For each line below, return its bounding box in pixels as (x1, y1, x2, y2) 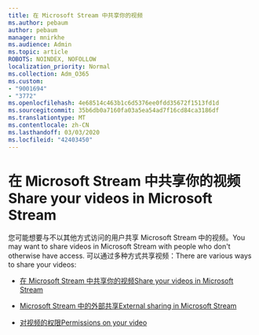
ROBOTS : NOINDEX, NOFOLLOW (8, 56, 97, 64)
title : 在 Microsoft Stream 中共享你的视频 (8, 11, 144, 20)
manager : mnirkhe (8, 33, 65, 42)
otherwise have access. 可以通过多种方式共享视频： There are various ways (8, 251, 252, 260)
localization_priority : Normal (8, 63, 111, 71)
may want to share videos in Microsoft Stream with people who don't (8, 241, 231, 252)
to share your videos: (8, 260, 77, 270)
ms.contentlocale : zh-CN (8, 121, 89, 129)
